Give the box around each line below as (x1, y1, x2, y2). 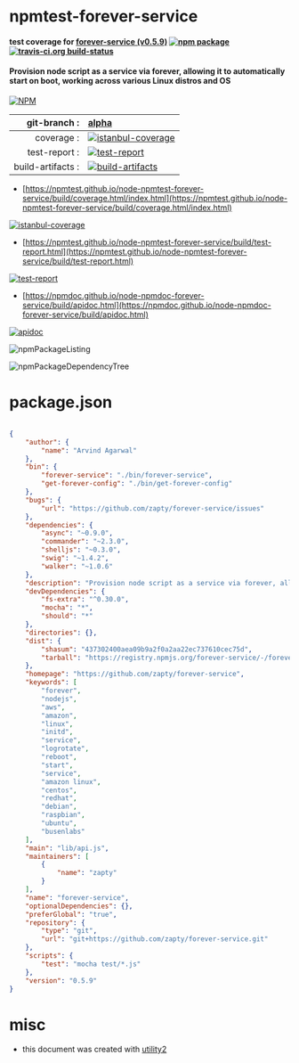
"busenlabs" (41, 827, 86, 836)
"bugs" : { (25, 495, 62, 504)
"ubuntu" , (41, 819, 77, 828)
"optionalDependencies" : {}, (25, 902, 133, 911)
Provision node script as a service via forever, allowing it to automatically (9, 66, 286, 77)
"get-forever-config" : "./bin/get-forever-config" (41, 479, 233, 488)
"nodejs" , (41, 694, 77, 703)
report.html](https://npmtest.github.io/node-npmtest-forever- (21, 246, 247, 257)
